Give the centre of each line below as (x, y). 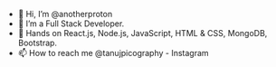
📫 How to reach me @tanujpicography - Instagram (114, 53)
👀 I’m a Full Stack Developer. (71, 24)
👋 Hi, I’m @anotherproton (65, 14)
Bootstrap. (37, 43)
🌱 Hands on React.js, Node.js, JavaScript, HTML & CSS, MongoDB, (143, 33)
